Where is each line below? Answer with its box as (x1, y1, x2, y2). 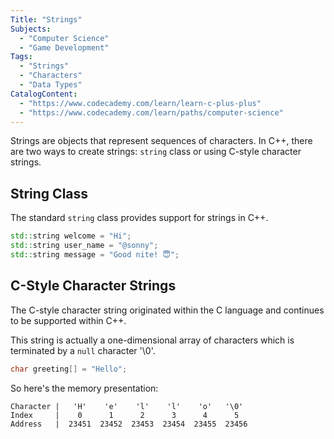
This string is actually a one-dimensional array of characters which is (10, 334, 295, 346)
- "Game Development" (19, 42, 110, 53)
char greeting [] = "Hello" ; (10, 364, 128, 374)
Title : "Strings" (10, 14, 83, 25)
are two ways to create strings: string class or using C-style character (10, 146, 302, 158)
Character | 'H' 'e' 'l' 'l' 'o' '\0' (10, 401, 244, 411)
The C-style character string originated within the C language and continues (10, 304, 325, 316)
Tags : (10, 52, 33, 62)
